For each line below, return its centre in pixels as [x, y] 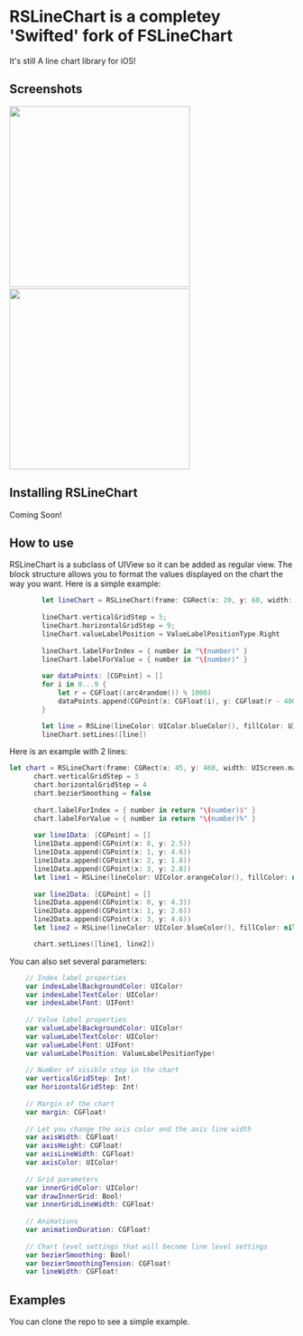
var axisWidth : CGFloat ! [72, 1137]
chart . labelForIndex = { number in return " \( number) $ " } [144, 810]
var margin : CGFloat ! [66, 1112]
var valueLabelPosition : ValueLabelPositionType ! [121, 1053]
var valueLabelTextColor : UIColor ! [92, 1036]
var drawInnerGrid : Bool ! [74, 1196]
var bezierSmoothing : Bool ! [78, 1255]
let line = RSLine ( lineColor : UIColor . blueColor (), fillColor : [163, 726]
